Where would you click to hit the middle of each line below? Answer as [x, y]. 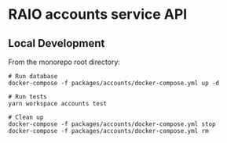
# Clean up [26, 117]
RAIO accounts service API [98, 14]
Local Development [57, 43]
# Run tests [27, 97]
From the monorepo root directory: [64, 62]
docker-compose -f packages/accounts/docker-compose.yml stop [112, 124]
